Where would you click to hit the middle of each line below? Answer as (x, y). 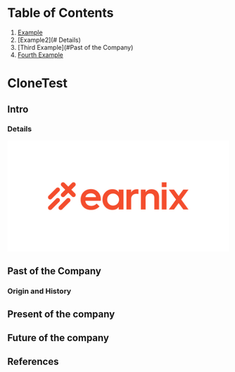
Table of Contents (61, 13)
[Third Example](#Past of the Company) (75, 47)
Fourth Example (40, 55)
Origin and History (39, 291)
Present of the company (61, 314)
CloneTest (38, 83)
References (33, 362)
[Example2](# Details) (49, 39)
